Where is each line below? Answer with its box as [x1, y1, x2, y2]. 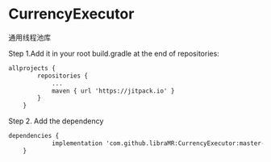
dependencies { [8, 132, 60, 140]
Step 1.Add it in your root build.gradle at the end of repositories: [8, 48, 219, 58]
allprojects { [8, 64, 56, 73]
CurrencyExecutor [8, 5, 135, 23]
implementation [51, 139, 103, 147]
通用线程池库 [8, 32, 51, 42]
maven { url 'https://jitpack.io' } [51, 86, 175, 95]
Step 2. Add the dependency [8, 116, 104, 126]
